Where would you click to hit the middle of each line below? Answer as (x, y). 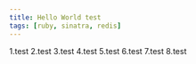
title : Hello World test (55, 17)
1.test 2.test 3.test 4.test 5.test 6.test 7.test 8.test (98, 51)
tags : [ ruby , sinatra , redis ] (65, 26)
